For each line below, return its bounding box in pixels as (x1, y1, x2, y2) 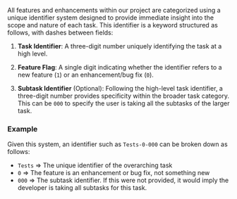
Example (7, 124, 38, 134)
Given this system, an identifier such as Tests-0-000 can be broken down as (7, 140, 228, 148)
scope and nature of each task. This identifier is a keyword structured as (7, 21, 219, 29)
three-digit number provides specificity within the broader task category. (17, 91, 229, 100)
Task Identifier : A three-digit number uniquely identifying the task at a (17, 42, 222, 50)
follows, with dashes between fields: (7, 28, 114, 37)
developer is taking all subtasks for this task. (17, 184, 147, 192)
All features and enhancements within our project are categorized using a (7, 6, 221, 14)
